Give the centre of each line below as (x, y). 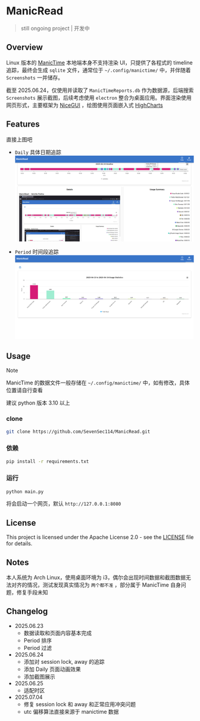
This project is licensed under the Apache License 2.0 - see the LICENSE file (100, 537)
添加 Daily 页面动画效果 (52, 669)
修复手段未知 (32, 593)
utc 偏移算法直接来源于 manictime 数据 (71, 711)
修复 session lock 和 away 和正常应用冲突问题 (79, 704)
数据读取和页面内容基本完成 (58, 633)
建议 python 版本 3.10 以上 (38, 403)
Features (23, 124)
